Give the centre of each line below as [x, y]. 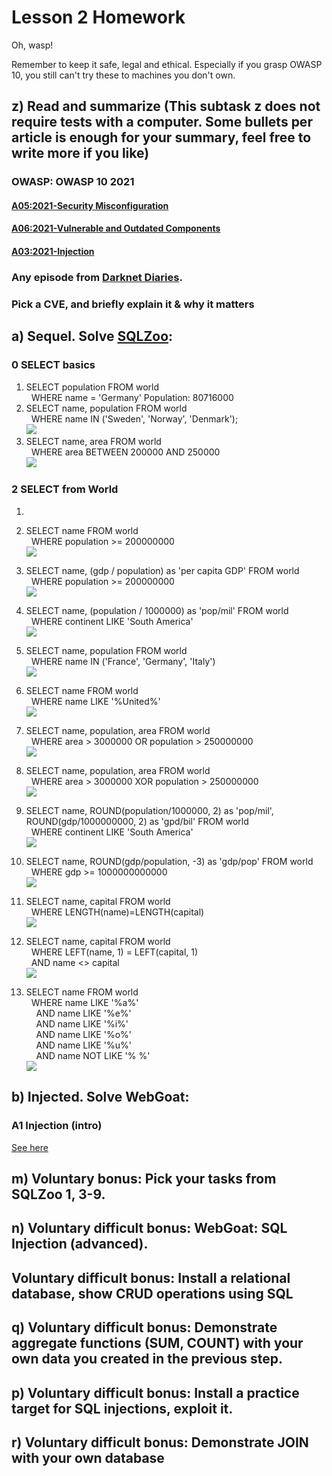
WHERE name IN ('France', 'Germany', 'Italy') [123, 661]
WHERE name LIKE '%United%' [95, 701]
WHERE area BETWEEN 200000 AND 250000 [125, 452]
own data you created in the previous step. [147, 1359]
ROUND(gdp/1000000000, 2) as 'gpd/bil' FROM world [137, 821]
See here [30, 1147]
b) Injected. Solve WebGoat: [100, 1097]
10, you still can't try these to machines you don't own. [123, 75]
